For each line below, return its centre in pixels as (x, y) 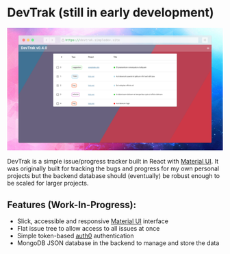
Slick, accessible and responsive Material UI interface (93, 221)
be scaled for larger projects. (48, 183)
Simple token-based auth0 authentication (76, 236)
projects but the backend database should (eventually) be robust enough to (114, 176)
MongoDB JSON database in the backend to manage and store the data (118, 243)
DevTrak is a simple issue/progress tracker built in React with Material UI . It (113, 162)
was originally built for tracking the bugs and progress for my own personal (113, 168)
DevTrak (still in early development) (111, 13)
